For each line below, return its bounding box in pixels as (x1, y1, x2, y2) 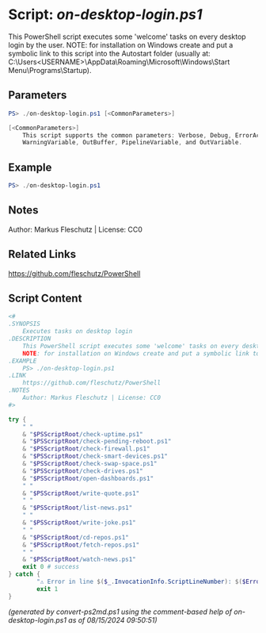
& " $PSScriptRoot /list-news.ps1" (22, 504, 133, 512)
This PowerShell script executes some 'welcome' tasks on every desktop (8, 32, 247, 41)
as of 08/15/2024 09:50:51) (68, 615, 158, 624)
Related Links (8, 247, 77, 261)
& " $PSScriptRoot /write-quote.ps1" (22, 489, 140, 497)
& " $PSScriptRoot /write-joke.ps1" (22, 519, 136, 527)
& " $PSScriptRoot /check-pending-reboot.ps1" (22, 438, 172, 446)
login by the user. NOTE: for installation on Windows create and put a (8, 40, 234, 49)
